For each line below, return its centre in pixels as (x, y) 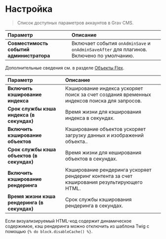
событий (19, 49)
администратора (29, 55)
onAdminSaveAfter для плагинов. (109, 49)
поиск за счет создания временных (108, 94)
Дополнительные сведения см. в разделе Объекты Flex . (65, 68)
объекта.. (76, 141)
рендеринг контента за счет (99, 176)
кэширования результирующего (104, 182)
